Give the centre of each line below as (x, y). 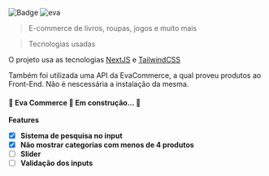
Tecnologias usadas (62, 44)
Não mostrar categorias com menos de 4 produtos (107, 144)
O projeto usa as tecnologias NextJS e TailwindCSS (95, 60)
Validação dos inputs (56, 163)
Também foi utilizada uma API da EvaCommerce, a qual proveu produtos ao (135, 75)
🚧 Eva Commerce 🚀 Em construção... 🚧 (75, 102)
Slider (30, 153)
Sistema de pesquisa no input (72, 135)
